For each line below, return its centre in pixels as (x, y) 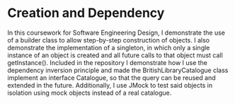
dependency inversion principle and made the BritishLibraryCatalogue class (118, 70)
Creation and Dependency (86, 13)
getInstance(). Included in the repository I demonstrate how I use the (107, 62)
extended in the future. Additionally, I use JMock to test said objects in (110, 85)
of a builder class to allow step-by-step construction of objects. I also (109, 40)
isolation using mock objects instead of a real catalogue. (90, 93)
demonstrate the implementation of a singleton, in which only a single (109, 47)
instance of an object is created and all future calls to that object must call (115, 55)
